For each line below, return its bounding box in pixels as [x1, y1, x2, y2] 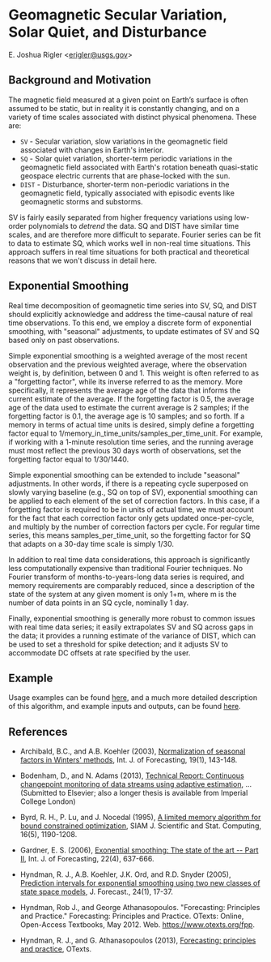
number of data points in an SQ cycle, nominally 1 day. [8, 598, 188, 608]
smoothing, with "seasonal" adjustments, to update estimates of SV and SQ [8, 326, 260, 336]
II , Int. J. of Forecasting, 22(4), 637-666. [19, 854, 155, 864]
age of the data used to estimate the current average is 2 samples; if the [8, 402, 249, 412]
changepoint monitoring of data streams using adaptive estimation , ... [19, 779, 252, 789]
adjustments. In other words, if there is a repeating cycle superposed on [8, 479, 249, 488]
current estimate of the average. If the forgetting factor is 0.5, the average [8, 393, 255, 403]
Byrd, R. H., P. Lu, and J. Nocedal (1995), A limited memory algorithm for [19, 813, 261, 822]
